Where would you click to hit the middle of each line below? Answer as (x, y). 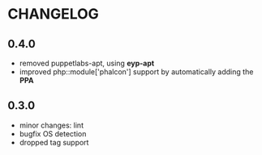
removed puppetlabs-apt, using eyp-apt (87, 63)
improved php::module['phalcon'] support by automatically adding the (136, 72)
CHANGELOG (53, 14)
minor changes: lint (52, 125)
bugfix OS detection (53, 133)
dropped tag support (54, 142)
